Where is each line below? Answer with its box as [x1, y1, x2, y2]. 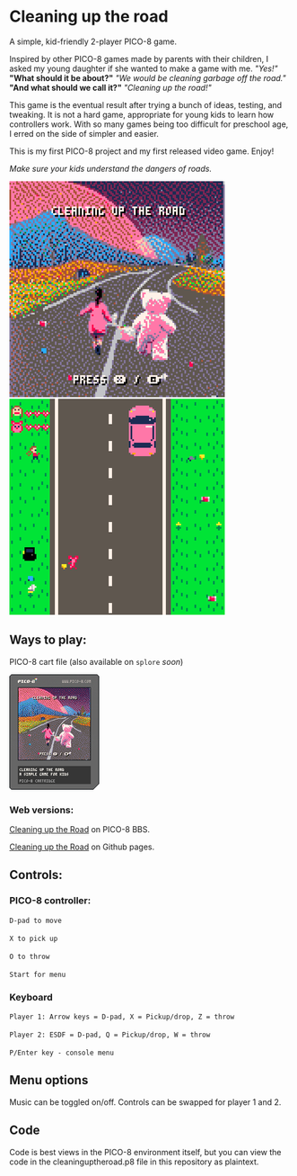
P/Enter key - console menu [9, 1048, 115, 1058]
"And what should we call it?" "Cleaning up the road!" [9, 82, 213, 93]
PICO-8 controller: [9, 894, 92, 907]
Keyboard [9, 991, 54, 1003]
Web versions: [9, 803, 74, 816]
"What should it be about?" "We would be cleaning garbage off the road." [9, 72, 286, 83]
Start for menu [9, 970, 66, 979]
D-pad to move [9, 916, 63, 925]
